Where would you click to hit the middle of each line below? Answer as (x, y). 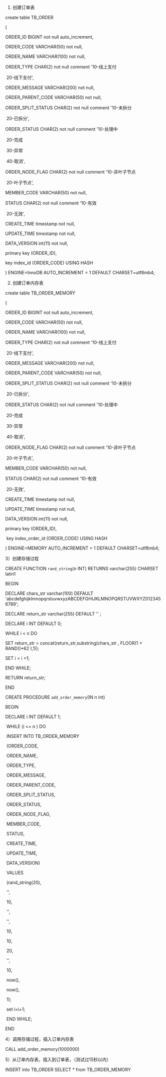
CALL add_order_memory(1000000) (42, 1049)
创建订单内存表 (28, 283)
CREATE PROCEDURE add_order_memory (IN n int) (55, 697)
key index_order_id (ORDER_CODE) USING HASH (57, 538)
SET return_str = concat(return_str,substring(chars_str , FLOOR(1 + (74, 643)
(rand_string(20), (24, 882)
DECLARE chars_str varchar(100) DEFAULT (49, 593)
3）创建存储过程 (22, 558)
